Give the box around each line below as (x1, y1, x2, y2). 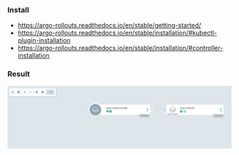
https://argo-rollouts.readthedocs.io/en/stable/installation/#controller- (17, 44, 223, 53)
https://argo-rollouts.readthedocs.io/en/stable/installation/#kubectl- (17, 28, 218, 37)
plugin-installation (17, 36, 71, 45)
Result (7, 69, 31, 79)
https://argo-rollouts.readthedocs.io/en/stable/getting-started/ (17, 21, 201, 30)
